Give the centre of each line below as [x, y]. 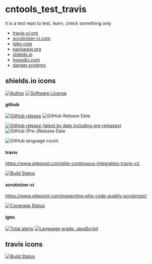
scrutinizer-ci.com [31, 38]
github [12, 105]
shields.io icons [31, 81]
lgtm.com [22, 43]
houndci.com [26, 59]
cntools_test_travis [46, 9]
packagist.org [27, 49]
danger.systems [29, 65]
